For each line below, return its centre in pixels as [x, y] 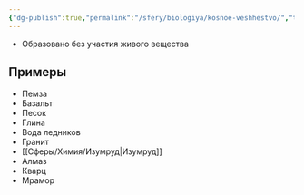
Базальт [37, 103]
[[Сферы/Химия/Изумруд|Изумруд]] [92, 151]
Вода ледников [51, 132]
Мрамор [38, 180]
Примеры [38, 72]
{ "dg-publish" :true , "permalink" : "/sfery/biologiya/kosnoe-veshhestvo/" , [149, 18]
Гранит [35, 142]
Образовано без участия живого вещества [105, 44]
